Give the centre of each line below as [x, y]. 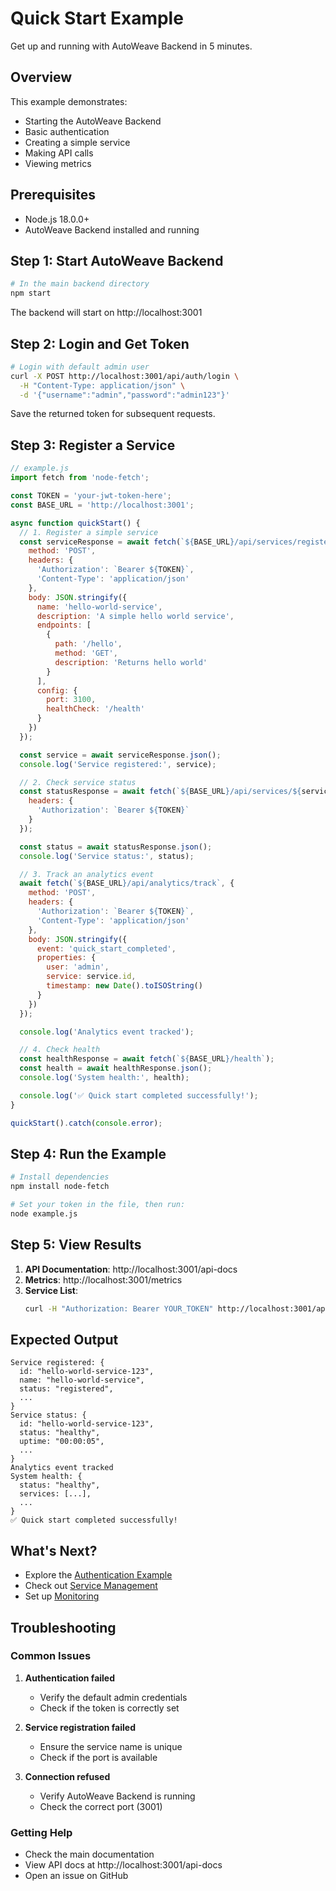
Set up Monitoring [62, 1596]
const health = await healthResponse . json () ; [116, 1068]
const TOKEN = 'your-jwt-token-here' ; [91, 496]
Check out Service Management [91, 1586]
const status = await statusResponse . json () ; [116, 847]
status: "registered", [66, 1389]
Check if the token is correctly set [109, 1708]
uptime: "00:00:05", [62, 1442]
